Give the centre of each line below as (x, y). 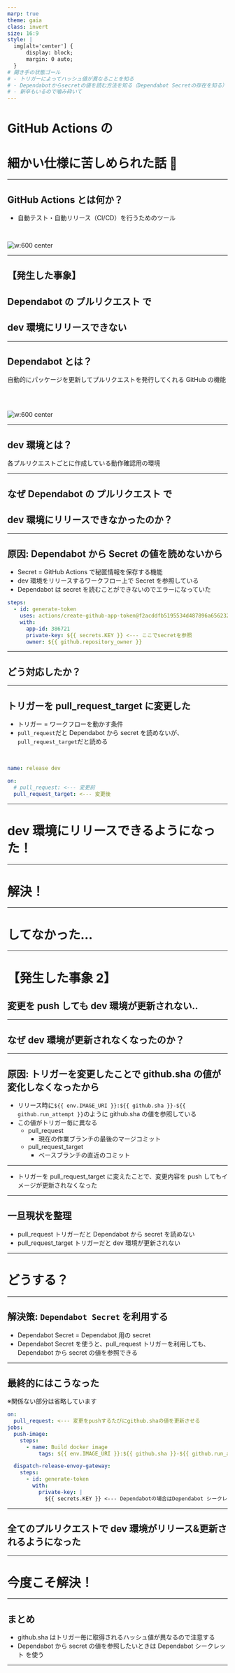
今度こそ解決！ (50, 1582)
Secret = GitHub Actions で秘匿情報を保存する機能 (90, 572)
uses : (28, 616)
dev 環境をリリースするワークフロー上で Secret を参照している (108, 581)
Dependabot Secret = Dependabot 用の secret (84, 1335)
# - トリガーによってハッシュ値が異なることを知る (71, 79)
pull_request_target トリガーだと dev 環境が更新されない (99, 1243)
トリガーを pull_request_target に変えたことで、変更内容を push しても (119, 1176)
